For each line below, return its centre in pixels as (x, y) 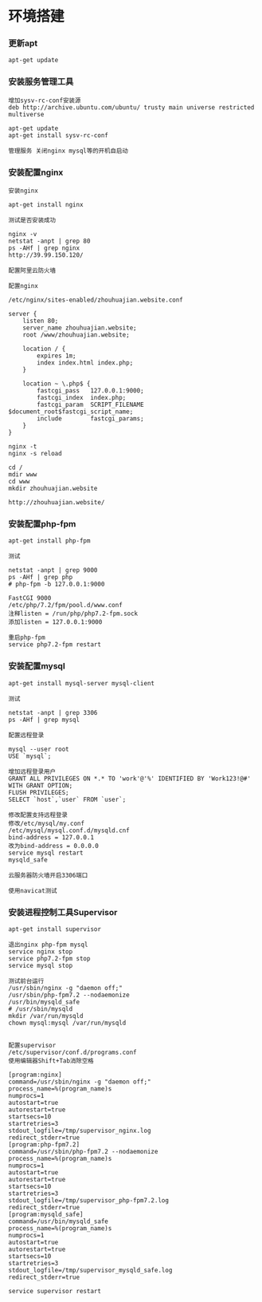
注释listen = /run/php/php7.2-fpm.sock (73, 614)
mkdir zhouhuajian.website (53, 489)
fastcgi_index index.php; (82, 398)
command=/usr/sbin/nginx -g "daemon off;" (80, 1082)
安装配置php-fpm (42, 524)
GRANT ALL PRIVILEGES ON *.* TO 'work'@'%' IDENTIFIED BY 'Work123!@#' (129, 779)
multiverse (26, 114)
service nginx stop (41, 951)
